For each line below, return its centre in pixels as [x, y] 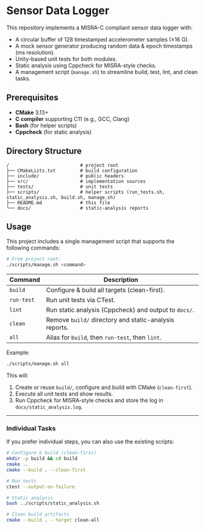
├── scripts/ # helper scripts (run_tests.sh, [86, 192]
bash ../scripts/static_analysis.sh [53, 503]
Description [121, 280]
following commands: [33, 248]
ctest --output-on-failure [41, 487]
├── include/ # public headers [65, 176]
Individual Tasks [31, 428]
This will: [17, 375]
